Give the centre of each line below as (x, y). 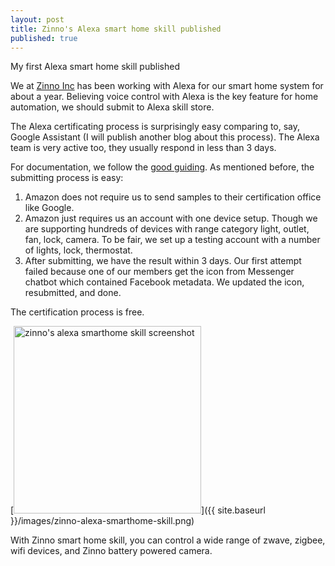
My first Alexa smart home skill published (95, 67)
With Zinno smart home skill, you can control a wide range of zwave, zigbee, (168, 540)
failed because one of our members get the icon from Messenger (159, 272)
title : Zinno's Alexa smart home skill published (116, 29)
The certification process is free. (77, 312)
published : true (44, 38)
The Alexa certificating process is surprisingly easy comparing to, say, (155, 127)
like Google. (49, 208)
